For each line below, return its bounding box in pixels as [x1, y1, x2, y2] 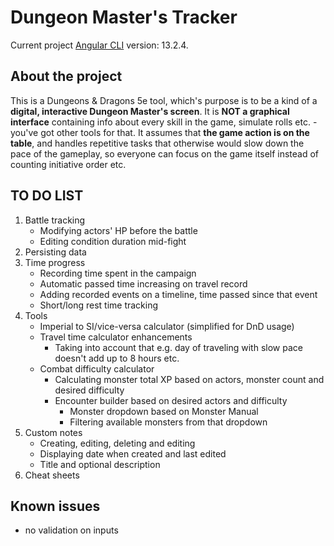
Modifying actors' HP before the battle [39, 224, 198, 236]
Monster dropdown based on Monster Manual [69, 405, 259, 417]
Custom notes [24, 426, 83, 438]
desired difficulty [54, 384, 125, 396]
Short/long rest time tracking [39, 299, 159, 311]
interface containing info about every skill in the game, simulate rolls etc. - [10, 116, 318, 128]
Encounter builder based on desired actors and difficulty [54, 394, 288, 406]
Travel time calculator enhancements [39, 331, 193, 343]
